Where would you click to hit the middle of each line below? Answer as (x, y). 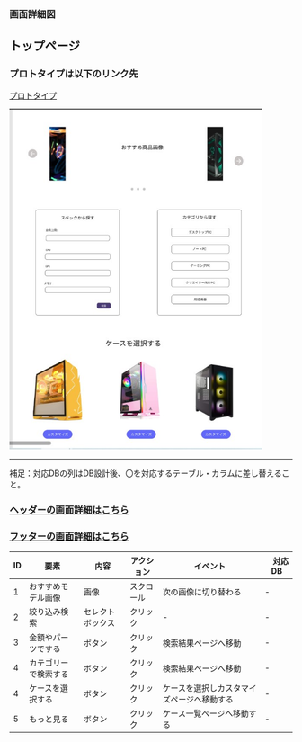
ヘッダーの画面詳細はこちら (69, 510)
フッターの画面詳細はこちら (69, 537)
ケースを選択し (190, 688)
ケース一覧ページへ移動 (205, 713)
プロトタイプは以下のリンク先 (74, 74)
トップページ (45, 46)
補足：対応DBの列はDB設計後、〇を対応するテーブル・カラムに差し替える (146, 473)
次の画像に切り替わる (202, 592)
